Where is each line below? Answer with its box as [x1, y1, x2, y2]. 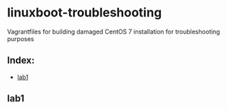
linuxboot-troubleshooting [7, 5, 162, 21]
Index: [7, 55, 35, 66]
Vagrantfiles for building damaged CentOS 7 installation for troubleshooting [7, 27, 220, 36]
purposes [7, 34, 34, 43]
